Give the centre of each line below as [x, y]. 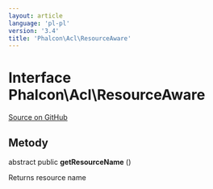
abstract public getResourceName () [70, 162]
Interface [40, 78]
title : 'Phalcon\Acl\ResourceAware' [70, 38]
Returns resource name [47, 177]
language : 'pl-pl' [39, 23]
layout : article [35, 16]
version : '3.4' [34, 31]
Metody [28, 143]
